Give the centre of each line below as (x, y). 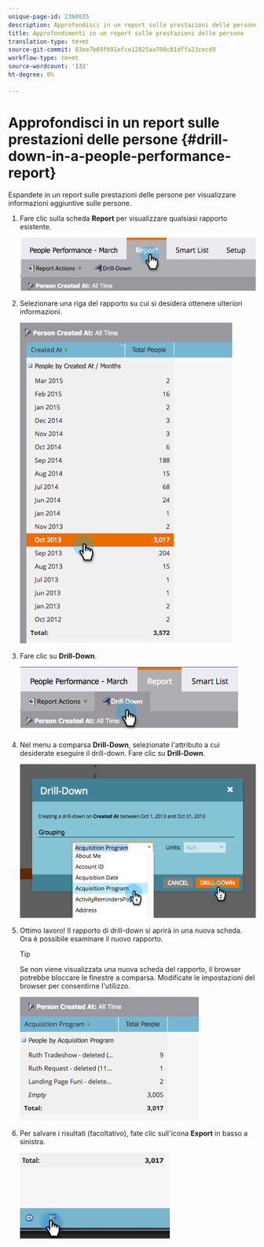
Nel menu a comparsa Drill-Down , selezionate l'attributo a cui (119, 745)
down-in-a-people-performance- (120, 156)
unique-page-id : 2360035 (49, 17)
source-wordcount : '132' (49, 67)
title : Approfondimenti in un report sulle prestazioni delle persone (126, 33)
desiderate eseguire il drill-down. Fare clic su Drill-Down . (112, 754)
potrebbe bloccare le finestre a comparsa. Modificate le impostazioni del (137, 977)
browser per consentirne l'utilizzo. (75, 985)
